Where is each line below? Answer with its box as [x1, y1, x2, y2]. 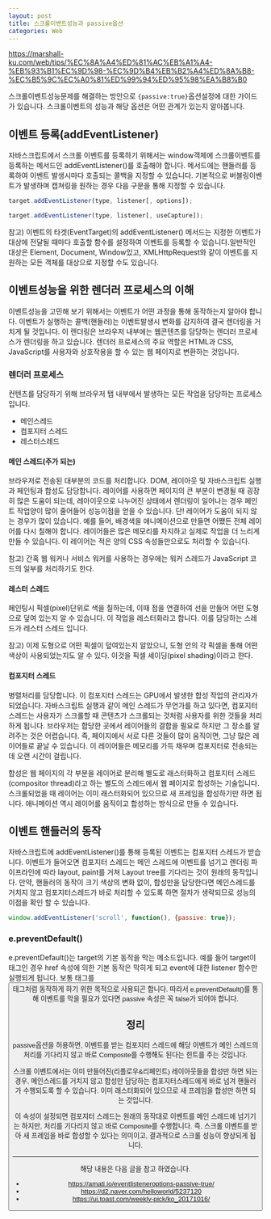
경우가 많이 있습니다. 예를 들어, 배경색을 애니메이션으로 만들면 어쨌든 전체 [16, 517, 248, 526]
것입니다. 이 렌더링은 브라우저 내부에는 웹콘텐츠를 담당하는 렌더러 [31, 327, 236, 336]
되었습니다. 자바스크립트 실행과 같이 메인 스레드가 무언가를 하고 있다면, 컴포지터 [8, 700, 258, 710]
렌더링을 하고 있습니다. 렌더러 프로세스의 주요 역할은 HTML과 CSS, [23, 336, 234, 346]
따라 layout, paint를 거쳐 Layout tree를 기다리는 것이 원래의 [43, 867, 231, 877]
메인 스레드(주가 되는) [8, 456, 77, 466]
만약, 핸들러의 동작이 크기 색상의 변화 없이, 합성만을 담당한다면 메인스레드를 [19, 878, 256, 888]
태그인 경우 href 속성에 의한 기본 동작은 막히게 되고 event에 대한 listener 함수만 [8, 963, 258, 972]
